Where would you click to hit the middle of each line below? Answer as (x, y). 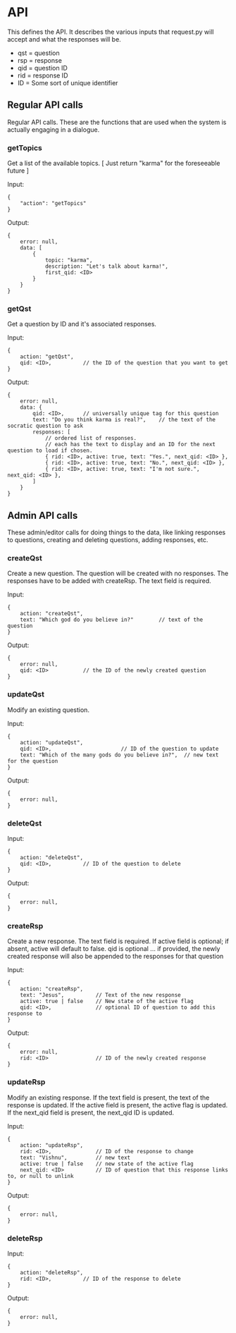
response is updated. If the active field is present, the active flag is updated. (117, 1105)
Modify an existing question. (49, 710)
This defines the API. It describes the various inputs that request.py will (111, 32)
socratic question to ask (45, 426)
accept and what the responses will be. (64, 39)
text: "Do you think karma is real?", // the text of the (124, 420)
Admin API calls (43, 515)
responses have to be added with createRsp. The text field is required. (109, 581)
